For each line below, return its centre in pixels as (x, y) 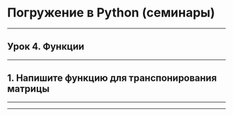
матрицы (28, 89)
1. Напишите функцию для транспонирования (112, 78)
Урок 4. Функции (46, 47)
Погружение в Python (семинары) (111, 13)
